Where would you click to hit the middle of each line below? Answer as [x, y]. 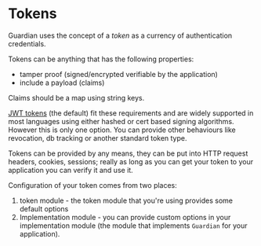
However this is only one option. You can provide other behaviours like [122, 130]
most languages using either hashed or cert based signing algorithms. [121, 121]
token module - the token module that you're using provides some [126, 200]
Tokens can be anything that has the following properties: [101, 59]
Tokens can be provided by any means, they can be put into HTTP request [128, 153]
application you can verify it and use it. [71, 170]
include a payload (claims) [62, 83]
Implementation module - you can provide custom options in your [125, 217]
